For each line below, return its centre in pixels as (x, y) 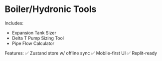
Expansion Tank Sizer (34, 32)
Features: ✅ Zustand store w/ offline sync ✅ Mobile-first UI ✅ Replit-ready (81, 53)
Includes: (14, 23)
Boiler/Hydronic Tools (51, 9)
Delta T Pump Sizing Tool (38, 38)
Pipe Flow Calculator (33, 43)
